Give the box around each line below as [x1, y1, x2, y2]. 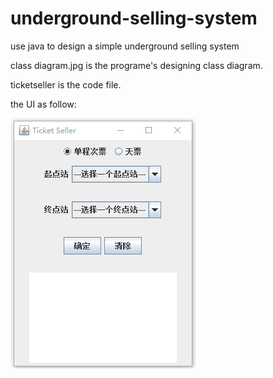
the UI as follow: [10, 98, 77, 110]
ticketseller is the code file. [10, 78, 122, 91]
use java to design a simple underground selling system [10, 40, 240, 52]
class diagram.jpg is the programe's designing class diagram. [10, 59, 263, 71]
